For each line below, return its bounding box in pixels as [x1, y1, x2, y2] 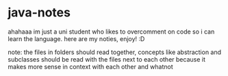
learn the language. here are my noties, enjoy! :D [8, 34, 145, 42]
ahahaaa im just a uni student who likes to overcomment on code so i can [8, 27, 215, 36]
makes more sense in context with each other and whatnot [8, 62, 173, 71]
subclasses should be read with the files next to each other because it [8, 55, 206, 63]
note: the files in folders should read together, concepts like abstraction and [8, 48, 222, 56]
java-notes [8, 5, 71, 21]
